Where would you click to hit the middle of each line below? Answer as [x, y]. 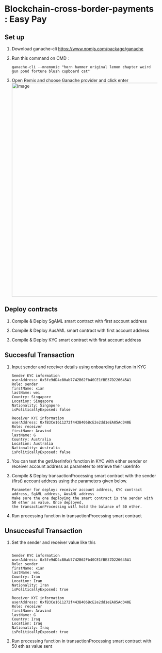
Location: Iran [27, 581]
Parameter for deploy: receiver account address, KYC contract [77, 490]
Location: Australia [32, 443]
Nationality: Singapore [36, 405]
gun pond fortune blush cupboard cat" [51, 71]
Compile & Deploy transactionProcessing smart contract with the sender [84, 475]
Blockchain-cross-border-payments [79, 9]
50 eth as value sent [32, 646]
